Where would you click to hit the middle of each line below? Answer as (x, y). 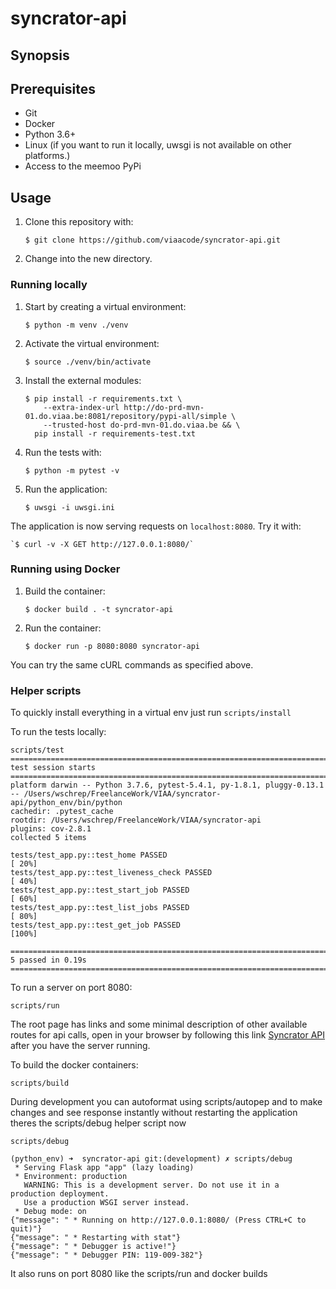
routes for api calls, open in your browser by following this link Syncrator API (168, 1035)
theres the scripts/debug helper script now (98, 1123)
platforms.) (47, 156)
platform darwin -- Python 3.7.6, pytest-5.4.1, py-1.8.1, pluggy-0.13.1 (167, 785)
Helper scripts (46, 690)
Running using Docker (65, 569)
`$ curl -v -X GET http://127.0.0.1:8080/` (102, 544)
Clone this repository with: (79, 222)
